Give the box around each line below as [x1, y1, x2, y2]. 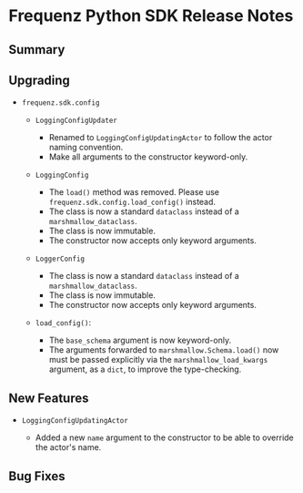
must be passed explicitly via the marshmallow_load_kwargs [48, 354, 268, 365]
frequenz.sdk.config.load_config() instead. [48, 197, 216, 208]
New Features [8, 390, 89, 406]
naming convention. [48, 142, 124, 153]
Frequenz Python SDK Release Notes [8, 5, 294, 26]
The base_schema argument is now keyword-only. [48, 334, 232, 346]
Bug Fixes [8, 468, 66, 484]
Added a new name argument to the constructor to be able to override [35, 432, 295, 443]
